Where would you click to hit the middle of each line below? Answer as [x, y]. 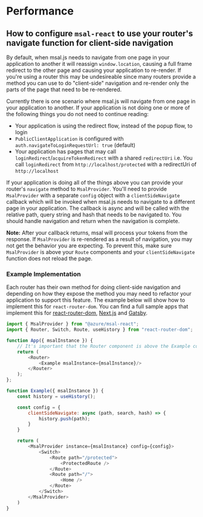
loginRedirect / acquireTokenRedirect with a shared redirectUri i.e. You [104, 158]
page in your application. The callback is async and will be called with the [98, 208]
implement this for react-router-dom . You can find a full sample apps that [97, 307]
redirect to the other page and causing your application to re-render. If [94, 70]
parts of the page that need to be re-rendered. [64, 89]
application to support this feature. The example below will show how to [96, 300]
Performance [40, 11]
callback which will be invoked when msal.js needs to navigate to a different [101, 202]
